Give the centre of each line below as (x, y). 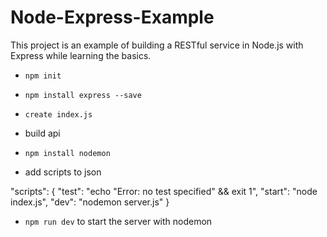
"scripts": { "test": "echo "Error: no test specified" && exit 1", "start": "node (164, 191)
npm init (43, 76)
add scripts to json (63, 172)
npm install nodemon (67, 153)
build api (42, 133)
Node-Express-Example (112, 17)
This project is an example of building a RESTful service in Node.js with (157, 45)
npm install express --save (83, 95)
